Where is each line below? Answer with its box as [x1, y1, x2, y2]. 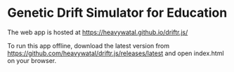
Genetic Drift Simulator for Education [7, 5, 228, 21]
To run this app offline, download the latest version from [7, 41, 170, 50]
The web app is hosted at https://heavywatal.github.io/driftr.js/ [7, 28, 188, 36]
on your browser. [7, 56, 57, 64]
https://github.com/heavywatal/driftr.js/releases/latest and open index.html [7, 49, 224, 57]
